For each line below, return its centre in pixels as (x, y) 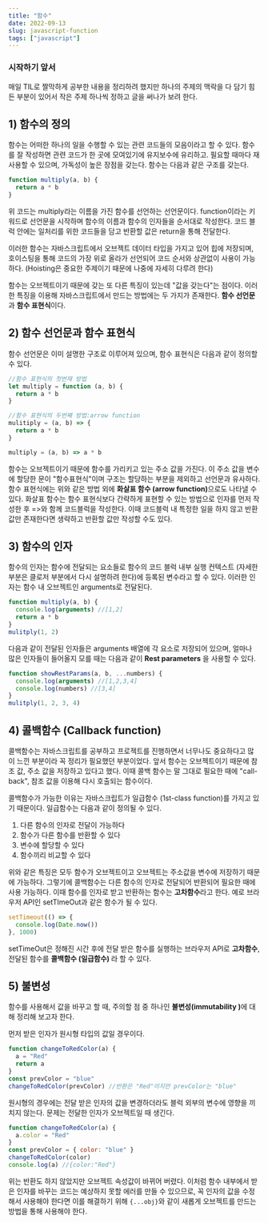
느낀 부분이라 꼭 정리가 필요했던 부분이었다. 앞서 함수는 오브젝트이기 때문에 (133, 761)
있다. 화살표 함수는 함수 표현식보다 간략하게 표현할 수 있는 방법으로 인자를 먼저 (130, 499)
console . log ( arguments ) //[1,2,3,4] (76, 681)
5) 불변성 (29, 986)
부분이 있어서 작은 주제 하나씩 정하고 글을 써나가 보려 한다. (107, 96)
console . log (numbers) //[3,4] (66, 688)
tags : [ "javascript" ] (44, 38)
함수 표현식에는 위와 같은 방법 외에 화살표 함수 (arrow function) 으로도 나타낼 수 (133, 488)
